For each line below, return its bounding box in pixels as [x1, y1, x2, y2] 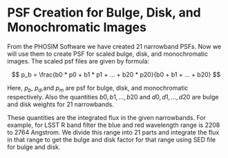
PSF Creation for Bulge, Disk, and [7, 5, 202, 21]
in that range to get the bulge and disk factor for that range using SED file [7, 135, 216, 144]
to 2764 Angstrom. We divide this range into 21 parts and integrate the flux [7, 128, 220, 136]
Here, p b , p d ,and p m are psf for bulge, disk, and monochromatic [7, 83, 189, 94]
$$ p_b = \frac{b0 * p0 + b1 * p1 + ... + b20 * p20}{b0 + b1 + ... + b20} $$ [11, 70, 221, 79]
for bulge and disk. [7, 143, 61, 151]
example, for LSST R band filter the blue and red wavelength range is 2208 [7, 121, 220, 129]
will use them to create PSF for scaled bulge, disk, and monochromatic [7, 50, 209, 58]
